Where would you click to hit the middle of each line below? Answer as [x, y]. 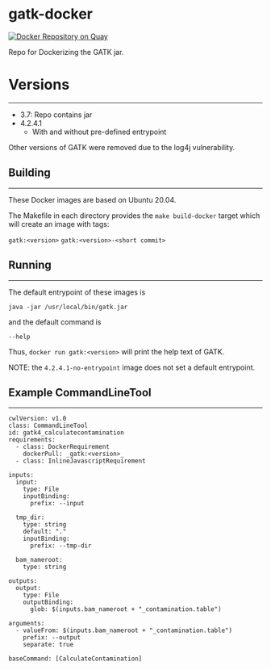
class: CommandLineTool [48, 426]
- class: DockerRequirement [63, 447]
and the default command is [55, 322]
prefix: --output [52, 638]
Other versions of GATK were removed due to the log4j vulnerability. [122, 147]
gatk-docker [50, 14]
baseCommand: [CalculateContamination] [75, 659]
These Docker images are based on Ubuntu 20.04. [92, 199]
